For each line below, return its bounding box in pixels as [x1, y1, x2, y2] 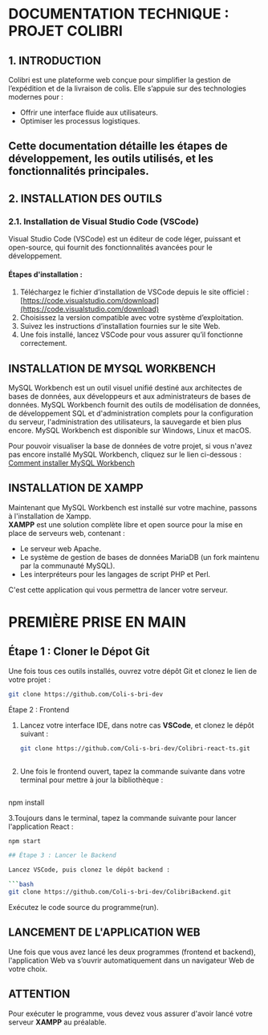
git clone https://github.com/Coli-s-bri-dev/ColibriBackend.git [8, 888, 231, 896]
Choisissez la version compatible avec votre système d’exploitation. [19, 313, 244, 323]
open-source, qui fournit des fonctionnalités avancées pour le [8, 242, 213, 253]
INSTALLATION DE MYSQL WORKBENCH [8, 362, 216, 375]
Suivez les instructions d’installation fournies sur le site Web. [19, 322, 221, 331]
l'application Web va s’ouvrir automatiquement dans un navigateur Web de [8, 956, 255, 965]
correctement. [19, 339, 67, 348]
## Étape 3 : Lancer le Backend [8, 851, 116, 859]
